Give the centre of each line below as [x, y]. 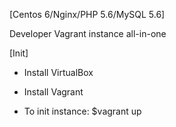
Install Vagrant [53, 92]
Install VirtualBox [58, 72]
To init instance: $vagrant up [82, 111]
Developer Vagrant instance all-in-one [88, 33]
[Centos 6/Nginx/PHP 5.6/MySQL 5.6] [87, 14]
